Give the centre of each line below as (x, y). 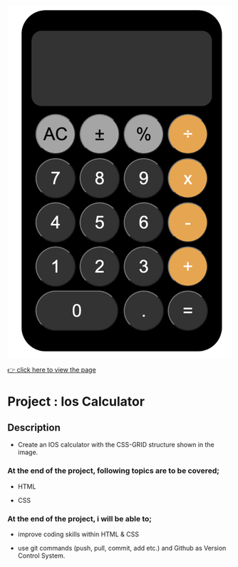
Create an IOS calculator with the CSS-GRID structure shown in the (116, 445)
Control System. (41, 556)
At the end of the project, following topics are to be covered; (113, 471)
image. (28, 452)
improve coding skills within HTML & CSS (78, 534)
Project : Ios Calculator (76, 401)
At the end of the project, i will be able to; (79, 519)
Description (34, 428)
